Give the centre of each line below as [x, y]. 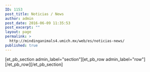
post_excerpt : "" [23, 28]
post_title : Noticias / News [34, 14]
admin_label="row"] [125, 59]
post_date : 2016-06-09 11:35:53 [38, 23]
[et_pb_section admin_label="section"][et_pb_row [55, 59]
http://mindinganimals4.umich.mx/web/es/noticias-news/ [67, 41]
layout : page [18, 32]
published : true [21, 45]
